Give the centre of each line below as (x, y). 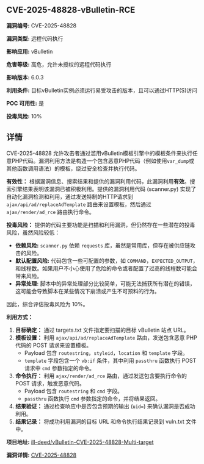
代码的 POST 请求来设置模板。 (53, 345)
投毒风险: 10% (24, 116)
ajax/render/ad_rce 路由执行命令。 (50, 212)
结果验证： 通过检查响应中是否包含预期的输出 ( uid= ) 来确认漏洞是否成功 (105, 406)
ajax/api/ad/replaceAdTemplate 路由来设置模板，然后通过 (79, 204)
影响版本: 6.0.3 (25, 77)
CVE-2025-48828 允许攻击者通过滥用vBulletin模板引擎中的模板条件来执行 (99, 153)
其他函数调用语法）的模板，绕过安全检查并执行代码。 (73, 168)
